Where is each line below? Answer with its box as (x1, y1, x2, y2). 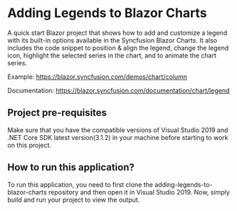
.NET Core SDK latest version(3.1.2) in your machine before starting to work (7, 133, 228, 141)
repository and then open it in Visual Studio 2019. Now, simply (48, 188, 230, 196)
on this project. (7, 141, 52, 149)
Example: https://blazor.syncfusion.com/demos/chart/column (7, 72, 187, 81)
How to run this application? (7, 161, 135, 173)
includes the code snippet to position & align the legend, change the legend (7, 43, 229, 52)
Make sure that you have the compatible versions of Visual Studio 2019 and (7, 126, 228, 134)
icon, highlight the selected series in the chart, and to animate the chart (7, 51, 217, 60)
